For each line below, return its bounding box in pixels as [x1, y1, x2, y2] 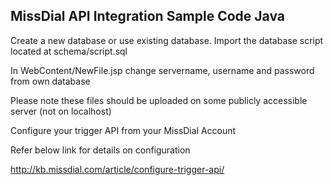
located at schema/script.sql [10, 45, 128, 57]
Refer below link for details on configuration [10, 144, 191, 156]
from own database [10, 75, 91, 87]
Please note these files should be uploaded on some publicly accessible [10, 94, 308, 106]
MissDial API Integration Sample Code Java [10, 8, 285, 25]
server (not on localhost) [10, 105, 112, 117]
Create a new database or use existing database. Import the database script [10, 34, 324, 46]
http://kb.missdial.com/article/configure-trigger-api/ [10, 163, 225, 175]
